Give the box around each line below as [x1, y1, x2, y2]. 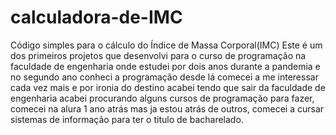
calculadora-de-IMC [10, 6, 183, 29]
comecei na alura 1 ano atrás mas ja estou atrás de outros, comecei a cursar [10, 102, 325, 115]
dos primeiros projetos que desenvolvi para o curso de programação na [10, 49, 307, 61]
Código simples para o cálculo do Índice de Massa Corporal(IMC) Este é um [10, 39, 323, 51]
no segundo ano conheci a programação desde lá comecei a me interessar [10, 71, 319, 83]
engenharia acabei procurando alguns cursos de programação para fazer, [10, 92, 315, 104]
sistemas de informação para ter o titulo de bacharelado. [10, 113, 244, 125]
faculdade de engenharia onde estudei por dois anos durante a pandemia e [10, 60, 321, 72]
